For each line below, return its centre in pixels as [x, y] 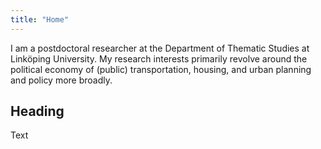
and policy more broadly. [61, 80]
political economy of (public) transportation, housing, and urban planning [161, 69]
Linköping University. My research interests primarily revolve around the [159, 58]
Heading [37, 111]
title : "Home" [40, 19]
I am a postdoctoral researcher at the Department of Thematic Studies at [160, 48]
